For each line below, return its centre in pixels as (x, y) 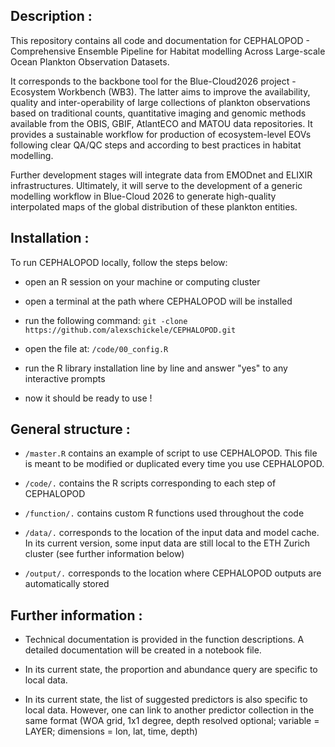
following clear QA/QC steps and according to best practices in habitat (156, 145)
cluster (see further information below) (104, 554)
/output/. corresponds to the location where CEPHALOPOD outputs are (173, 573)
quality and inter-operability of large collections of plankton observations (160, 102)
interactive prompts (65, 378)
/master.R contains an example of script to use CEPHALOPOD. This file (171, 453)
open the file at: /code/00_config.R (96, 348)
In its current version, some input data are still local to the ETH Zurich (167, 543)
